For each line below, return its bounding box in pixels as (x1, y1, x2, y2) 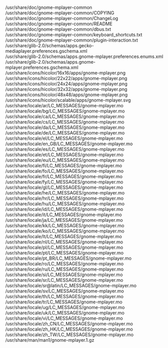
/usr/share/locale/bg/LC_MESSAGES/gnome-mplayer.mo (5, 108, 125, 114)
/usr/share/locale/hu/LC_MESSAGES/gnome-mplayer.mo (5, 201, 124, 207)
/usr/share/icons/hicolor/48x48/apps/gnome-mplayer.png (5, 92, 128, 98)
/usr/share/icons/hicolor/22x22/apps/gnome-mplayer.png (5, 75, 128, 81)
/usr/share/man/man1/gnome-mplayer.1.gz (5, 337, 95, 343)
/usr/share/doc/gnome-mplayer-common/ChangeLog (5, 15, 119, 21)
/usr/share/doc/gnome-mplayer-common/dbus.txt (5, 26, 111, 32)
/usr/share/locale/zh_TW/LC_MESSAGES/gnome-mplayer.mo (5, 332, 134, 338)
